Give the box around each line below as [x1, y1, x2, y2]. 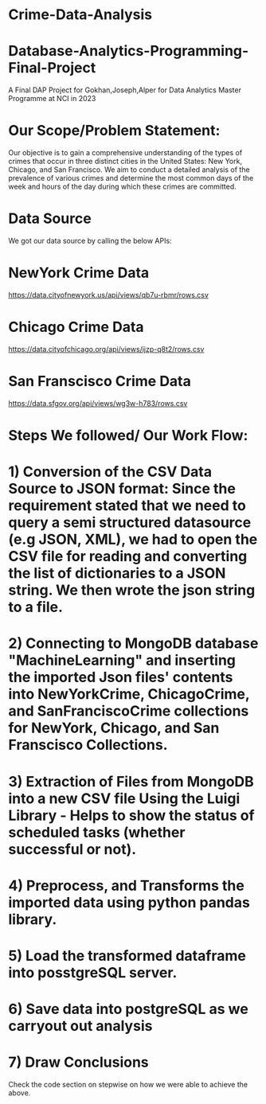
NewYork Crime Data [8, 264, 150, 282]
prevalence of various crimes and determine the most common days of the [8, 174, 254, 183]
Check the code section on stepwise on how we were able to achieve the [8, 1080, 248, 1090]
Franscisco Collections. [8, 736, 168, 754]
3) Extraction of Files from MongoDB [8, 772, 255, 790]
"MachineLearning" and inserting [8, 651, 237, 669]
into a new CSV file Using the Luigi [8, 790, 241, 807]
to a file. [8, 599, 64, 616]
